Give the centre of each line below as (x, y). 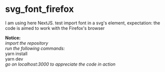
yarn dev (14, 59)
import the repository (27, 43)
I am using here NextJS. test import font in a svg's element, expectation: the (82, 23)
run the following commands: (35, 48)
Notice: (13, 38)
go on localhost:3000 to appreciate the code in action (60, 64)
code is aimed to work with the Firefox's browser (55, 28)
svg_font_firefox (40, 9)
